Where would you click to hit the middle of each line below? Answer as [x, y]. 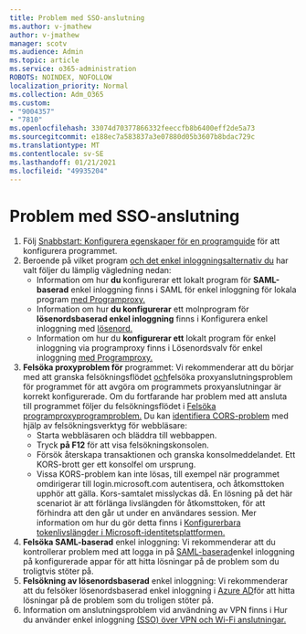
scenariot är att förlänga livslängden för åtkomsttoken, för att [151, 503]
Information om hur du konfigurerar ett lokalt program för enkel [156, 338]
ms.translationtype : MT [55, 145]
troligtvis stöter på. [58, 571]
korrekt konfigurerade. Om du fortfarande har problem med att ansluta [155, 396]
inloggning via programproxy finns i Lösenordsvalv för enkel [149, 348]
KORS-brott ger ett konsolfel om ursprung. [116, 465]
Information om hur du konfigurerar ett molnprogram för [142, 309]
